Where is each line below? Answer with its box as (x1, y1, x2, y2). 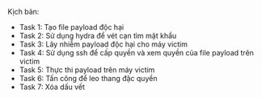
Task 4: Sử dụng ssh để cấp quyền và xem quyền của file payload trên (19, 48, 254, 57)
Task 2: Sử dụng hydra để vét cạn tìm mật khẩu (19, 31, 177, 40)
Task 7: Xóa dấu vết (19, 82, 86, 92)
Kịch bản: (7, 7, 40, 16)
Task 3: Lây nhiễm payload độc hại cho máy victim (19, 39, 188, 49)
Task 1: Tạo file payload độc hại (19, 22, 125, 31)
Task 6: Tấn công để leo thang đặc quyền (19, 74, 158, 83)
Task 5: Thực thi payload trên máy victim (19, 65, 155, 75)
